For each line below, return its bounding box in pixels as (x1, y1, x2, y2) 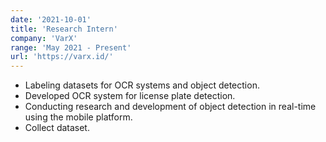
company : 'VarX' (10, 33, 78, 43)
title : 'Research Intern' (10, 24, 118, 34)
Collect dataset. (24, 122, 90, 134)
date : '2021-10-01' (10, 14, 92, 25)
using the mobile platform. (24, 111, 133, 123)
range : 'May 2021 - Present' (10, 42, 132, 53)
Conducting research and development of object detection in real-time (24, 101, 317, 113)
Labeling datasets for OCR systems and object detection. (24, 79, 260, 91)
